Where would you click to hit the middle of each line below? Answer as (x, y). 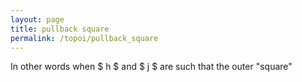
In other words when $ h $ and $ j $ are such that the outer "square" (151, 67)
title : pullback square (60, 29)
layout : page (37, 19)
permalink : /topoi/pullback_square (84, 38)
